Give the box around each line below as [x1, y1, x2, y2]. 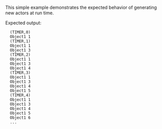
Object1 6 [10, 115, 31, 120]
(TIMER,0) [10, 30, 31, 35]
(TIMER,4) [10, 93, 31, 98]
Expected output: [5, 20, 42, 26]
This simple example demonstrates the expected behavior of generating [5, 5, 157, 10]
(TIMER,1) [10, 39, 31, 44]
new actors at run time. [5, 10, 54, 16]
